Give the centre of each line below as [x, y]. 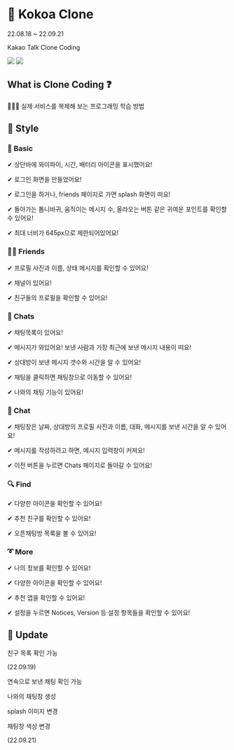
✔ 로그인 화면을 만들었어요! [44, 180]
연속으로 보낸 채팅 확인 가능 [45, 681]
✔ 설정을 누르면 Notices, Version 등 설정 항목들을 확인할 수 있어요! [99, 612]
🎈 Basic [20, 149]
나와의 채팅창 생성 [32, 696]
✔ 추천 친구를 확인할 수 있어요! [49, 518]
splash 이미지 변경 [33, 711]
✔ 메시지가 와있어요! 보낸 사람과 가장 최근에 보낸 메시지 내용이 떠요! [99, 347]
